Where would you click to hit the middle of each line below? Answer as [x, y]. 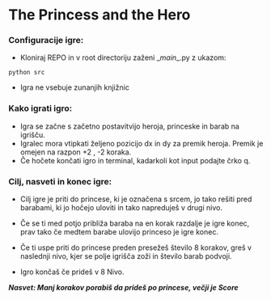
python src [27, 73]
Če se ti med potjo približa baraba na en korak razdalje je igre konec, [135, 223]
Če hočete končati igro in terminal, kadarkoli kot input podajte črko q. [135, 160]
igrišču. [33, 134]
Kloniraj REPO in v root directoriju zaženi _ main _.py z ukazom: [123, 57]
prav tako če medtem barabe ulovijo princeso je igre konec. [119, 232]
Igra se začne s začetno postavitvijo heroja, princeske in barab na [130, 126]
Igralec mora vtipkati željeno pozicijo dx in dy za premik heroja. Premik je [142, 143]
